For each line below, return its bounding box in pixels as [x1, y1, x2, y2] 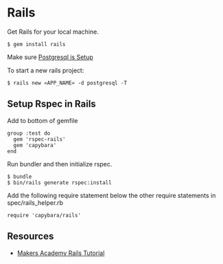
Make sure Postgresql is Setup [7, 53, 94, 61]
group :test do [7, 129, 51, 137]
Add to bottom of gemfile [7, 116, 78, 124]
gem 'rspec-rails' [13, 135, 67, 142]
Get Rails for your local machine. [7, 27, 99, 36]
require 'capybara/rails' [7, 212, 81, 219]
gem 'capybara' [13, 142, 57, 148]
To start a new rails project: [7, 66, 84, 74]
